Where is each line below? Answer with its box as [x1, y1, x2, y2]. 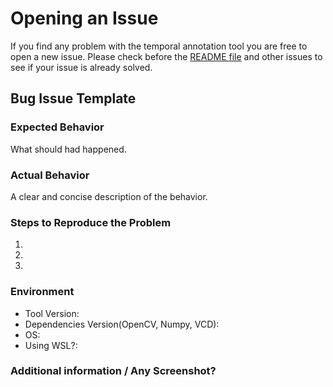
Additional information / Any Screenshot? [10, 364, 217, 378]
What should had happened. [10, 143, 127, 155]
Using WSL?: [24, 339, 78, 351]
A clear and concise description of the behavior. [10, 190, 208, 202]
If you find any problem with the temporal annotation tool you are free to [10, 40, 308, 52]
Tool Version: [24, 307, 80, 319]
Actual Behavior [10, 168, 90, 182]
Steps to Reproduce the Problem [10, 215, 172, 229]
